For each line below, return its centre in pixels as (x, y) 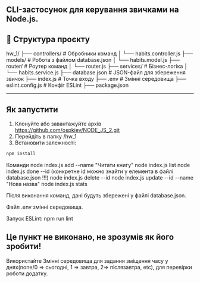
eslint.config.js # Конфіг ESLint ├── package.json (68, 85)
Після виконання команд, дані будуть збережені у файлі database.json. (96, 195)
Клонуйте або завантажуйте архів (58, 124)
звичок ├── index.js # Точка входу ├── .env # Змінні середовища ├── (96, 79)
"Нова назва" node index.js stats (47, 184)
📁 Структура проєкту (48, 39)
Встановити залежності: (45, 143)
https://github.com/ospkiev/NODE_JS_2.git (67, 130)
